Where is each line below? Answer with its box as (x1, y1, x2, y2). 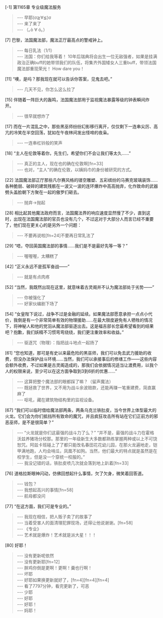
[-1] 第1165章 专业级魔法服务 (5, 4, 62, 10)
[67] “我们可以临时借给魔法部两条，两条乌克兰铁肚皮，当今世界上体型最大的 (5, 407, 157, 413)
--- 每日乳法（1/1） (16, 48, 55, 53)
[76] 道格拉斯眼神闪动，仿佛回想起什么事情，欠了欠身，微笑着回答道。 (5, 470, 147, 476)
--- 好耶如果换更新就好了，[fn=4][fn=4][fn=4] (16, 577, 109, 583)
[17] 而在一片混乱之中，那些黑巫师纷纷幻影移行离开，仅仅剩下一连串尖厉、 (5, 124, 154, 129)
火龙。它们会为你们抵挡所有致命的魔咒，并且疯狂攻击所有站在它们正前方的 (5, 413, 154, 419)
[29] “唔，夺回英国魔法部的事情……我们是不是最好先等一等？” (5, 243, 128, 248)
